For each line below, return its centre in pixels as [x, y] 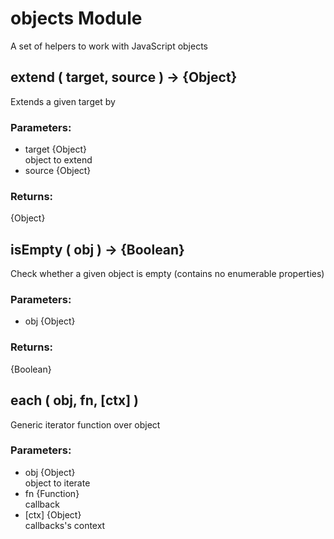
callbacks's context [65, 525]
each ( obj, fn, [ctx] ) [74, 400]
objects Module [76, 18]
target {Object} [55, 149]
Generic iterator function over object [85, 424]
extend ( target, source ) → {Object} [124, 77]
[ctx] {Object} [53, 514]
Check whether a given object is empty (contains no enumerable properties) [167, 274]
